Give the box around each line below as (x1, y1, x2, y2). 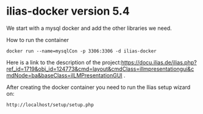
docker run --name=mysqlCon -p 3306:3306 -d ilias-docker (6, 48, 157, 54)
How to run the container (6, 36, 69, 43)
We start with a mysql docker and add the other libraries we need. (6, 24, 172, 32)
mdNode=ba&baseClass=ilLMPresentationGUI (6, 71, 123, 79)
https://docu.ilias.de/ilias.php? (121, 59, 197, 66)
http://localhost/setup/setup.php (6, 102, 94, 108)
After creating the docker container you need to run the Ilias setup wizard (6, 84, 191, 91)
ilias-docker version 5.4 (6, 4, 130, 18)
